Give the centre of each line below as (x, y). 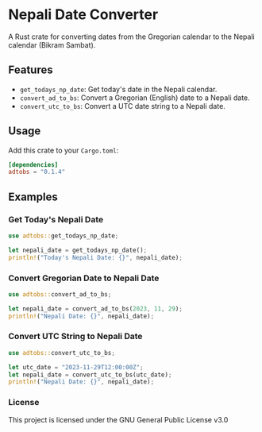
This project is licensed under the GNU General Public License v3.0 (118, 419)
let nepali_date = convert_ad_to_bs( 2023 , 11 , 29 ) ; (95, 309)
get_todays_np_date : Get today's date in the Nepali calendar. (118, 89)
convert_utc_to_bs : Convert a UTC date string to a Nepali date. (123, 106)
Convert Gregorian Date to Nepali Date (84, 278)
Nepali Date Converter (83, 15)
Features (31, 70)
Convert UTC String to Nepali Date (75, 337)
